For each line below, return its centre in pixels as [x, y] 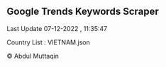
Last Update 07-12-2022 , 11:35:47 [57, 28]
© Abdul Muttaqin [33, 56]
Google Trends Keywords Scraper [83, 12]
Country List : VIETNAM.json [48, 42]
